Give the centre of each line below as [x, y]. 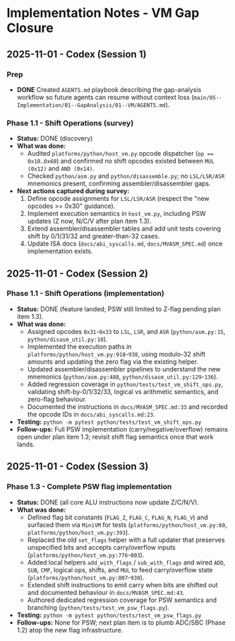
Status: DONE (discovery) [55, 139]
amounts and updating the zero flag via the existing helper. [113, 362]
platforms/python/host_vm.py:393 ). [78, 532]
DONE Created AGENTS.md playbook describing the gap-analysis [109, 89]
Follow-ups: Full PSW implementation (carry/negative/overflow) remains [122, 429]
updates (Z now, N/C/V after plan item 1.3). [89, 221]
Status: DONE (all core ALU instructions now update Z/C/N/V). [108, 502]
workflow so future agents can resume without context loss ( [105, 97]
